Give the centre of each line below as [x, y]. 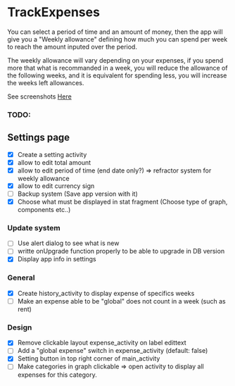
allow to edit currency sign [56, 186]
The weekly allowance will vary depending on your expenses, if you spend [115, 60]
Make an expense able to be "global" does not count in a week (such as [122, 301]
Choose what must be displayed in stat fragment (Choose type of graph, [122, 201]
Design [20, 327]
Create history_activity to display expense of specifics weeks [106, 293]
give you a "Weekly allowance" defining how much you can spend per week [118, 39]
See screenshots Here [39, 96]
